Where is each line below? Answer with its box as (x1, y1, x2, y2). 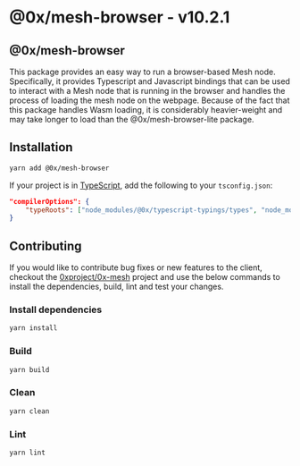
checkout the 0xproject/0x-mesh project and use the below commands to (9, 272, 281, 283)
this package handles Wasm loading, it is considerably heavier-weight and (9, 105, 283, 114)
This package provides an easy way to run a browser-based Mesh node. (9, 66, 276, 77)
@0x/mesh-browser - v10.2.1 (9, 7, 230, 28)
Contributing (9, 238, 82, 253)
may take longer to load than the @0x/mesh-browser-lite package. (9, 114, 254, 124)
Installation (9, 140, 73, 155)
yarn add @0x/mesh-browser (9, 164, 110, 173)
